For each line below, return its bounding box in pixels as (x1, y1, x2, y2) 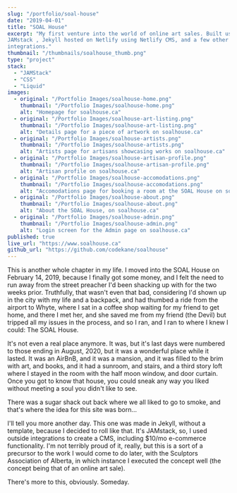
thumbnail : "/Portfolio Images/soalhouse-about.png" (20, 200, 178, 208)
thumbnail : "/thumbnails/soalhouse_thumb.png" (7, 50, 147, 57)
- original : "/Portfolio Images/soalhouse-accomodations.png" (13, 174, 200, 181)
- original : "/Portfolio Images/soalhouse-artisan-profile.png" (13, 154, 207, 162)
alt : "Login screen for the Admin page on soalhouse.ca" (20, 226, 191, 233)
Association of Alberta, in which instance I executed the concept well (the (7, 456, 221, 465)
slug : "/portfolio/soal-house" (7, 10, 99, 18)
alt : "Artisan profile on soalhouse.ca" (20, 167, 140, 175)
